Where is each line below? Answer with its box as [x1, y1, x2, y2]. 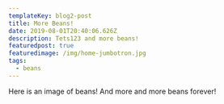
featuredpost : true [8, 42, 74, 50]
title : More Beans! [8, 19, 74, 27]
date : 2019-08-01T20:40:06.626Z [8, 27, 117, 35]
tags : [8, 57, 27, 65]
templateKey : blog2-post [8, 11, 92, 20]
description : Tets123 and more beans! [8, 34, 139, 43]
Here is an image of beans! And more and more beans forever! [8, 86, 217, 96]
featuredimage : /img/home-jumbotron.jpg [8, 49, 147, 57]
